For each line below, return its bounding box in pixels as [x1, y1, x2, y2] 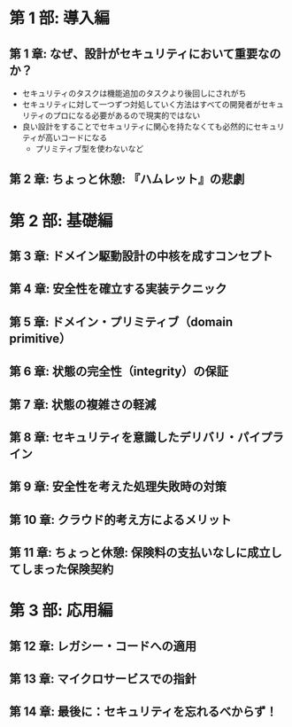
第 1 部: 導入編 [9, 8, 111, 28]
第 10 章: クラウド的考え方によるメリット [9, 512, 232, 528]
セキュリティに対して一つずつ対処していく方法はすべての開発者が [21, 99, 261, 109]
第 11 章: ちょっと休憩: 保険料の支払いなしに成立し [9, 545, 283, 560]
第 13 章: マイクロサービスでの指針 [9, 671, 197, 687]
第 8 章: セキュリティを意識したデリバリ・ [9, 429, 238, 444]
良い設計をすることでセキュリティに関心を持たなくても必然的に [21, 121, 254, 131]
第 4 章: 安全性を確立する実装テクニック [9, 281, 227, 297]
